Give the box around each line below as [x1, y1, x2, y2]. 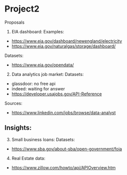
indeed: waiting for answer [11, 86, 65, 91]
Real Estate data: [11, 155, 46, 161]
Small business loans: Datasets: [11, 136, 75, 142]
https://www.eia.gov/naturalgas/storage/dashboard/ [11, 43, 116, 49]
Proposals [4, 19, 25, 25]
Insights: [4, 124, 32, 132]
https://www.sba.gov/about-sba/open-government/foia [11, 146, 122, 152]
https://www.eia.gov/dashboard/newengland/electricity [11, 38, 122, 44]
